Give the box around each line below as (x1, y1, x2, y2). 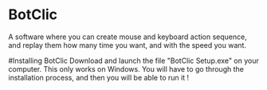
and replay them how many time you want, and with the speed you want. (8, 40, 247, 49)
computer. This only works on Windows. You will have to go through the (8, 64, 245, 73)
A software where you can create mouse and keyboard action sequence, (8, 32, 247, 41)
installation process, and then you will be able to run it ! (8, 72, 190, 82)
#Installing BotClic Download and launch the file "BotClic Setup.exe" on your (8, 56, 259, 65)
